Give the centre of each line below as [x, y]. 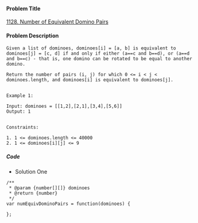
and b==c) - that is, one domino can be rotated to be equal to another [99, 59]
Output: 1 [19, 111]
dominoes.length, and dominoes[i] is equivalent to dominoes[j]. [90, 80]
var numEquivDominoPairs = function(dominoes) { [68, 204]
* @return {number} [33, 193]
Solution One [31, 172]
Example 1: [20, 96]
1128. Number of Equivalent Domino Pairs [57, 22]
